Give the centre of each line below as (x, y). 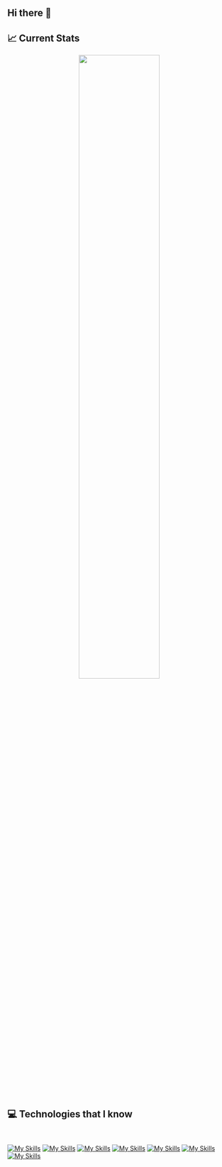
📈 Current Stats (44, 38)
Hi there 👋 (29, 13)
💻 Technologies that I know (70, 1114)
